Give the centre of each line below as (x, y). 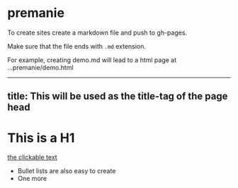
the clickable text (33, 158)
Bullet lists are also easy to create (67, 171)
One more (32, 179)
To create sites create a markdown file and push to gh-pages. (97, 33)
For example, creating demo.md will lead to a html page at (92, 60)
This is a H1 (41, 137)
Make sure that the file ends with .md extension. (77, 46)
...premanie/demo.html (40, 67)
